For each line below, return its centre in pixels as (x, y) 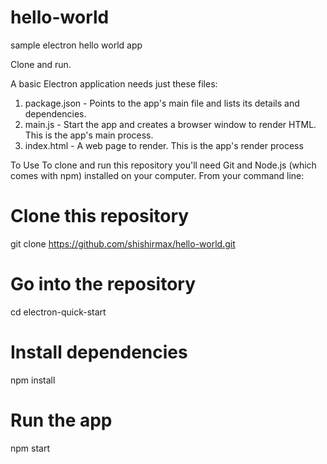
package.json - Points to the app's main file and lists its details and (162, 103)
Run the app (61, 420)
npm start (30, 448)
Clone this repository (100, 216)
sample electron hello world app (76, 45)
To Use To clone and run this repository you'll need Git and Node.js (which (163, 165)
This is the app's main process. (89, 135)
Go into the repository (103, 284)
